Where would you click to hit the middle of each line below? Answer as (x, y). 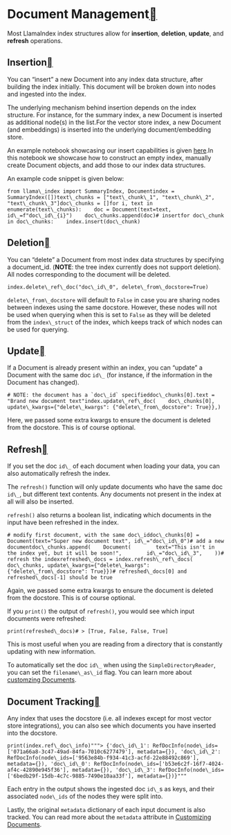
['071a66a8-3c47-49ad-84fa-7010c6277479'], (71, 752)
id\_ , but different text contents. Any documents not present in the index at (114, 494)
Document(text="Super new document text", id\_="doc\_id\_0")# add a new (116, 541)
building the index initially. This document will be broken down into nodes (112, 87)
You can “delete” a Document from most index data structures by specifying (116, 259)
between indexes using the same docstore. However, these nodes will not (112, 307)
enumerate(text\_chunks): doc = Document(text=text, (89, 209)
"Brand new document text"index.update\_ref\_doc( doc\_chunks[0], (111, 402)
